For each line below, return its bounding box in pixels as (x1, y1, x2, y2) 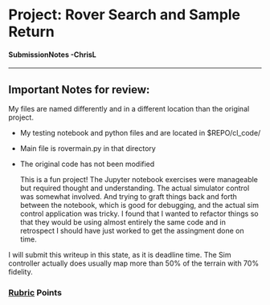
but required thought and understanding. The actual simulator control (19, 183, 250, 193)
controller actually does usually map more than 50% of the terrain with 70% (8, 258, 260, 268)
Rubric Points (8, 287, 63, 299)
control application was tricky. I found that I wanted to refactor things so (19, 209, 259, 218)
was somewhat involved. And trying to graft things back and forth (19, 192, 237, 201)
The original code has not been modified (19, 159, 155, 169)
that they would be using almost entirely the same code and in (19, 218, 227, 227)
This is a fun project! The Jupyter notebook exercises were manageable (19, 175, 259, 185)
